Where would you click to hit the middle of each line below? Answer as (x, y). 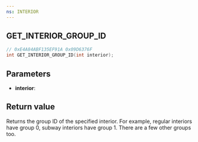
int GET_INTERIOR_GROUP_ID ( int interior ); (60, 55)
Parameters (28, 74)
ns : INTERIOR (22, 12)
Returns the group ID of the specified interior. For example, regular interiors (99, 121)
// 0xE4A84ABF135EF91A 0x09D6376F (49, 50)
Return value (31, 107)
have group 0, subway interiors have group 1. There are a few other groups (99, 127)
